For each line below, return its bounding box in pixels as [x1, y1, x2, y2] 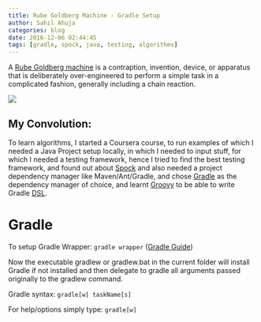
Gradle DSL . [8, 188, 47, 197]
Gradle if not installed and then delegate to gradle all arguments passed [8, 265, 240, 275]
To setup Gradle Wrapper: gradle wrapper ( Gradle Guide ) [8, 241, 193, 251]
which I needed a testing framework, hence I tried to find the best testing [8, 155, 245, 164]
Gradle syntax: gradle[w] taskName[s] [8, 289, 132, 298]
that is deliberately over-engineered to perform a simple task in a [8, 71, 219, 80]
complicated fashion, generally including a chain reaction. [8, 80, 196, 89]
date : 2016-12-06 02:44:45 [8, 33, 97, 42]
